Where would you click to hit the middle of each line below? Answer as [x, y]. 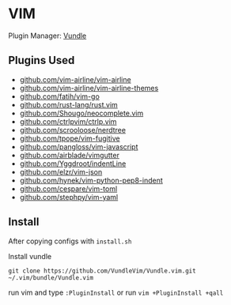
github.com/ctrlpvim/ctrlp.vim [68, 121]
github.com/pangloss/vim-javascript [79, 146]
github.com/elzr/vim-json [61, 171]
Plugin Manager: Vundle [47, 36]
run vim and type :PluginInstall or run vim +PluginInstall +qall [116, 292]
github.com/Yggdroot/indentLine [73, 164]
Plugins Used [42, 60]
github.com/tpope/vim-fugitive [70, 138]
